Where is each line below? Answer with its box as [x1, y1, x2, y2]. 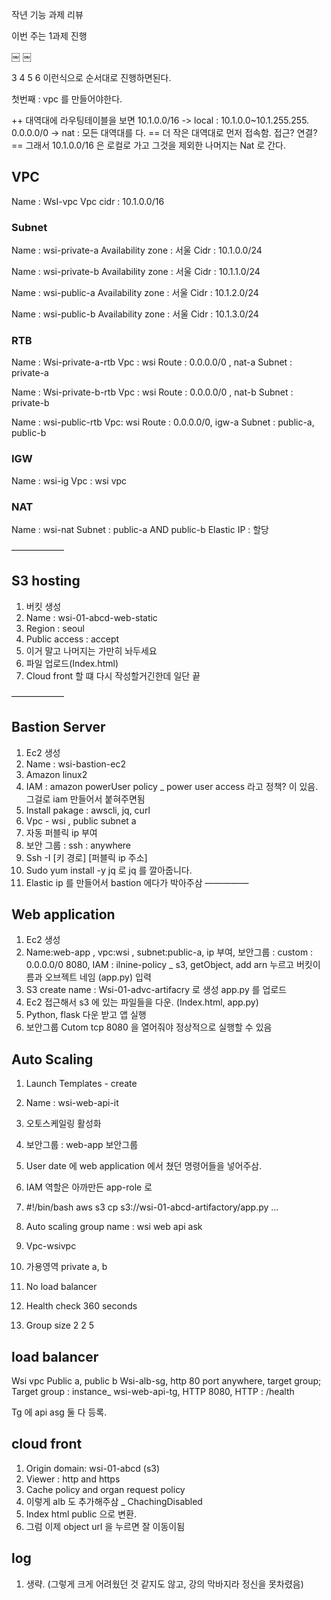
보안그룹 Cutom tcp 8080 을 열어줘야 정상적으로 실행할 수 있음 [25, 1021, 273, 1033]
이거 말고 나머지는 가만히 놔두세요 [25, 644, 158, 657]
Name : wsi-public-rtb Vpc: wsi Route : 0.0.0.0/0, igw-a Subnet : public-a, [11, 416, 315, 428]
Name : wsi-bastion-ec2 [25, 758, 126, 770]
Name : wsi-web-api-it [25, 1097, 119, 1109]
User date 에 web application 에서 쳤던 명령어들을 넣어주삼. [25, 1160, 263, 1172]
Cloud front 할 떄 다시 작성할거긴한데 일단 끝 [25, 669, 201, 682]
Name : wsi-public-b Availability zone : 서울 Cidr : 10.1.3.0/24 [11, 308, 259, 320]
